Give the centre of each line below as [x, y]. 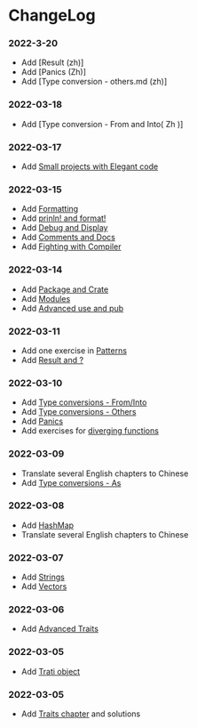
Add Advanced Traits [60, 629]
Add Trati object [51, 671]
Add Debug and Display [64, 228]
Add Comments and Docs [68, 238]
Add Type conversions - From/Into [84, 402]
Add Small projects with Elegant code [90, 166]
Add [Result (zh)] [52, 62]
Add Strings [43, 577]
